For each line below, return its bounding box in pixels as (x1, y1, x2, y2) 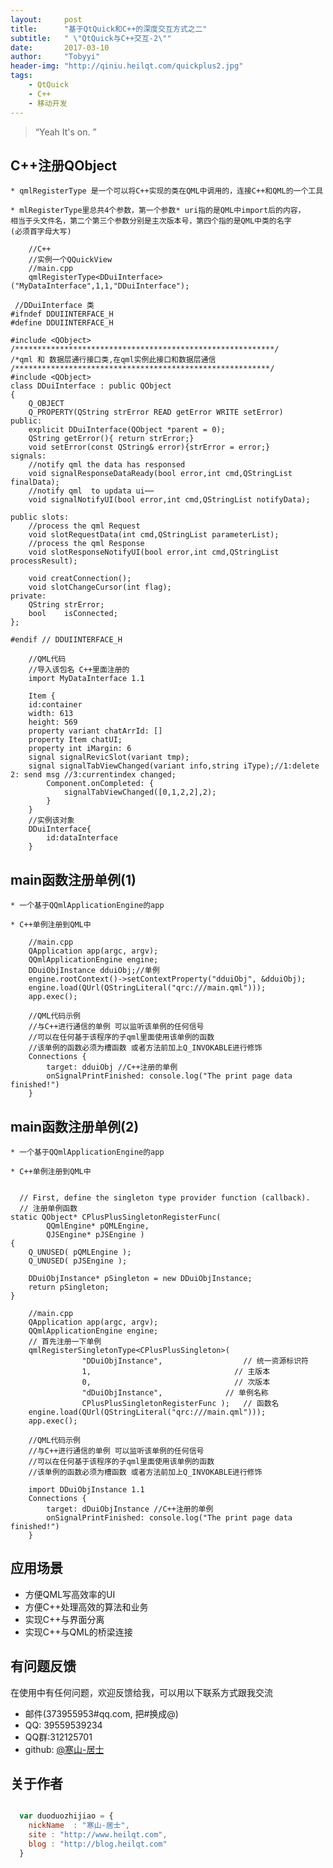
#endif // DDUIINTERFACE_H (10, 635, 123, 645)
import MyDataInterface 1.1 (28, 674, 145, 684)
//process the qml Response (28, 539, 145, 549)
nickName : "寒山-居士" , (28, 1821, 130, 1831)
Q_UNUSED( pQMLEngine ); (28, 1247, 132, 1257)
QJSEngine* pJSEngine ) (46, 1229, 145, 1240)
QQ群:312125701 (24, 1731, 93, 1743)
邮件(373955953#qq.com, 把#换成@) (24, 1707, 179, 1720)
